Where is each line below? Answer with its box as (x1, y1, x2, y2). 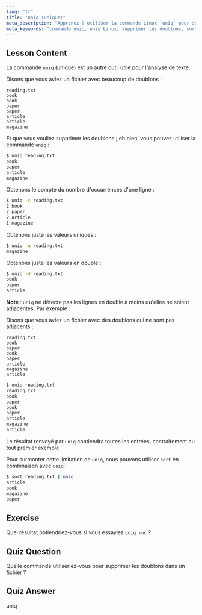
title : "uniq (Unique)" (6, 14, 66, 20)
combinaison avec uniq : (6, 462, 67, 469)
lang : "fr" (6, 8, 34, 15)
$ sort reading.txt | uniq (6, 473, 74, 479)
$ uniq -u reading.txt (6, 242, 63, 249)
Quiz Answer (6, 586, 56, 596)
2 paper (6, 209, 26, 215)
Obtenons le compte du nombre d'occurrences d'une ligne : (6, 186, 155, 193)
